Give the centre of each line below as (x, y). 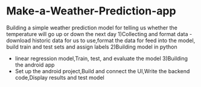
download (19, 40)
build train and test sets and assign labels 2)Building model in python (92, 47)
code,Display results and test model (59, 77)
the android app (35, 65)
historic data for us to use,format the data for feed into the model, (114, 40)
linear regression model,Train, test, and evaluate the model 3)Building (101, 58)
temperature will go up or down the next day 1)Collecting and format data (97, 34)
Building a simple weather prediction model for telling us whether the (92, 28)
